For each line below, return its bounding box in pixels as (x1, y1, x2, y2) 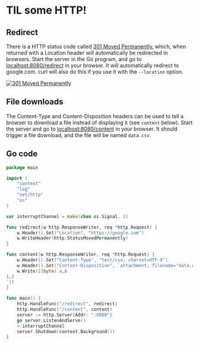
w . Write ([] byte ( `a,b (17, 268, 68, 274)
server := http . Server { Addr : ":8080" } (17, 312, 113, 318)
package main (6, 164, 38, 170)
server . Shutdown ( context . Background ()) (17, 328, 115, 334)
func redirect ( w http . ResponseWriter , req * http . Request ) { (6, 224, 158, 230)
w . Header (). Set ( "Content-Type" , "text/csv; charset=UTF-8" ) (17, 257, 168, 263)
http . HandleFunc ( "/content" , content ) (17, 306, 113, 312)
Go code (6, 149, 38, 159)
